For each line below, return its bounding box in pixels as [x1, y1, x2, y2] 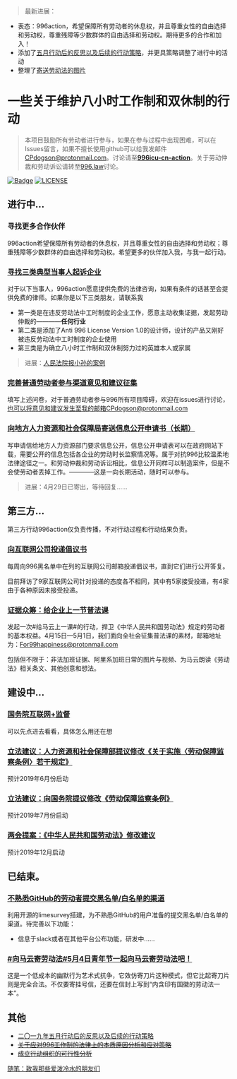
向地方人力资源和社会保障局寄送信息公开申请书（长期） [7, 424, 195, 434]
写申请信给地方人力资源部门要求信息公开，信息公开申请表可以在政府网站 [7, 441, 217, 449]
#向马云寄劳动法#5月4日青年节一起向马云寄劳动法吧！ [7, 954, 193, 964]
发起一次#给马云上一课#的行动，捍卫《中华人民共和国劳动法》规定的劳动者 [7, 622, 226, 631]
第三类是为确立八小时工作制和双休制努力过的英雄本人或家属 [17, 343, 191, 352]
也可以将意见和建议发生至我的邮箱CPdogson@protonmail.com [7, 404, 188, 412]
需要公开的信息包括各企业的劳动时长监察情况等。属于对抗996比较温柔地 [19, 450, 229, 458]
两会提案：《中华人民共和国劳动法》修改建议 [7, 830, 156, 840]
